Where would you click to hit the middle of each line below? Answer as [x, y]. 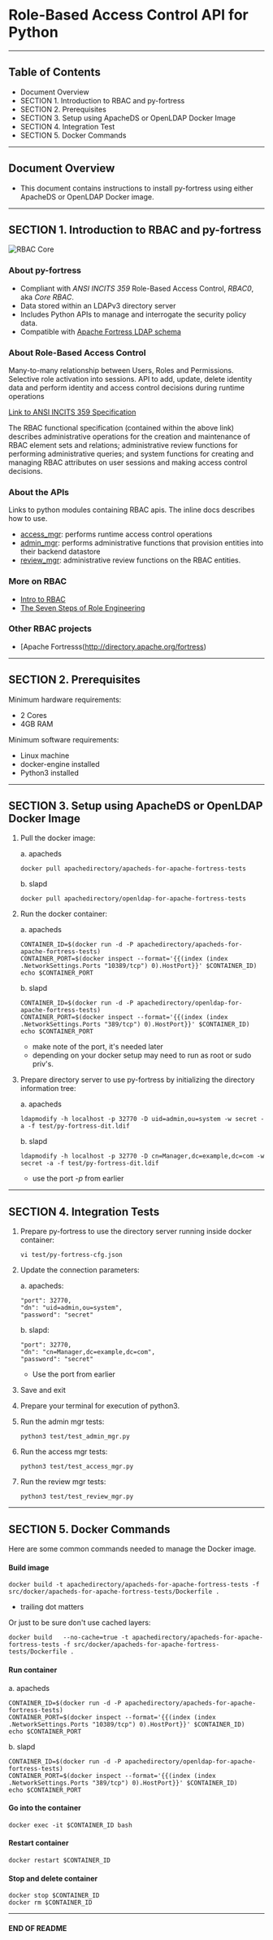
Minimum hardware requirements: [65, 699]
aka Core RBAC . [47, 297]
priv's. [43, 1064]
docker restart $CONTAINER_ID [60, 1860]
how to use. [28, 519]
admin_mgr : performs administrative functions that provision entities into [142, 543]
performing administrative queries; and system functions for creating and [131, 453]
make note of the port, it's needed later [98, 1047]
